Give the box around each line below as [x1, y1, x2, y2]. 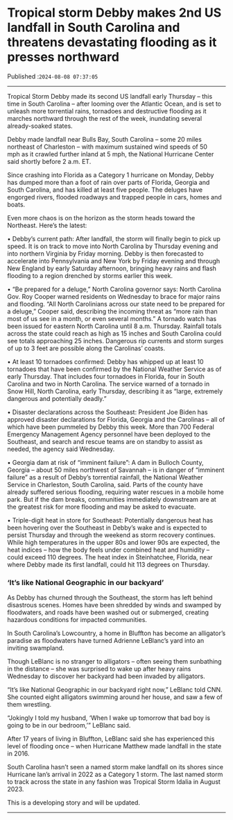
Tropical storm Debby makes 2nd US [7, 5, 222, 21]
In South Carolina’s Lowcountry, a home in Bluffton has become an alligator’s [7, 629, 226, 637]
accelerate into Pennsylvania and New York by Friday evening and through [7, 256, 221, 265]
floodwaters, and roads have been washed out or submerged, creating [7, 608, 209, 616]
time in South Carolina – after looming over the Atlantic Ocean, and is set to [7, 99, 222, 108]
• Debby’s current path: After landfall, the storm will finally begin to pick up [7, 234, 221, 243]
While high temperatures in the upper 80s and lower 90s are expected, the [7, 538, 221, 546]
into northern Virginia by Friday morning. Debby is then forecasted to [7, 249, 204, 258]
